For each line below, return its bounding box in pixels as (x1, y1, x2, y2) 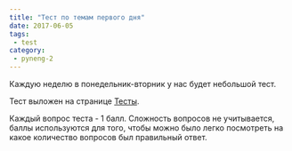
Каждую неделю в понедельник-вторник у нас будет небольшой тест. (9, 79, 277, 89)
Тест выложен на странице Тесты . (9, 96, 140, 107)
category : (9, 46, 46, 55)
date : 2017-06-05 (9, 21, 74, 30)
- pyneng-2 (12, 54, 53, 63)
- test (12, 37, 38, 47)
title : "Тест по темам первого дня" (9, 12, 145, 22)
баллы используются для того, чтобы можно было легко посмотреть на (9, 123, 284, 133)
